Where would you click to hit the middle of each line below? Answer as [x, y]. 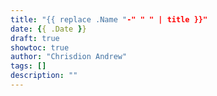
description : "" [44, 76]
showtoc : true [40, 47]
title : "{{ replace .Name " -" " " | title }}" [109, 19]
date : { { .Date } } [48, 29]
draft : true [35, 38]
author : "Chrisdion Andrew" [69, 57]
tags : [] [28, 66]
